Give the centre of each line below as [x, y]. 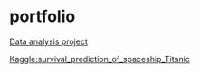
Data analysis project [48, 41]
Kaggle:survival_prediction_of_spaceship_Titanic [99, 59]
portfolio [43, 17]
